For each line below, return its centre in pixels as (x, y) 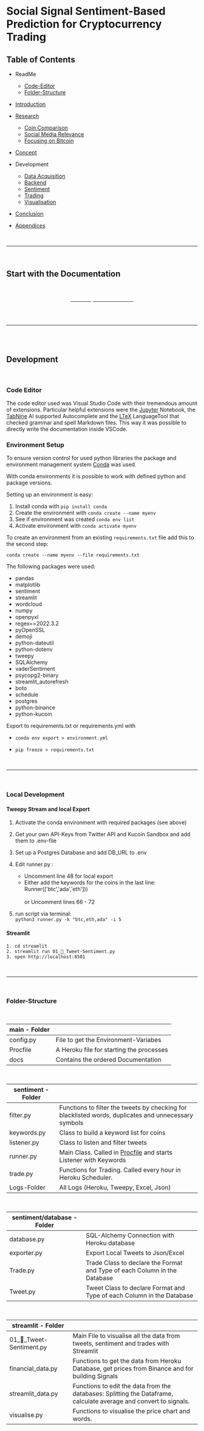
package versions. (29, 483)
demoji (23, 637)
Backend (35, 183)
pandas (25, 578)
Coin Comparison (46, 128)
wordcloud (29, 604)
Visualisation (40, 202)
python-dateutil (34, 643)
